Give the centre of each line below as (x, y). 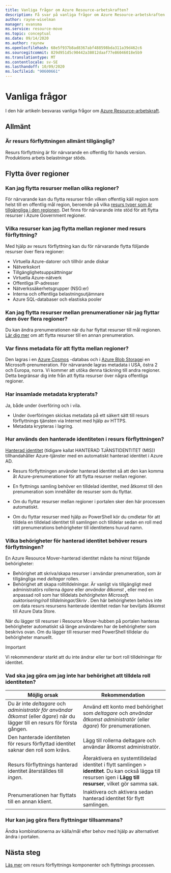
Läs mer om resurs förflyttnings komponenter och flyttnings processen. (80, 865)
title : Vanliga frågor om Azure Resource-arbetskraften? (67, 10)
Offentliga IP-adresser (36, 283)
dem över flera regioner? (36, 318)
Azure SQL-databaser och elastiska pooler (57, 299)
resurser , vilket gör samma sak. (121, 784)
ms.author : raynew (25, 43)
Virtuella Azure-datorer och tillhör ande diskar (61, 261)
